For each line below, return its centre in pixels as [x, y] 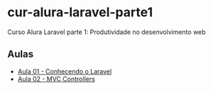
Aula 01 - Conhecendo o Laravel [65, 71]
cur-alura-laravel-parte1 [80, 12]
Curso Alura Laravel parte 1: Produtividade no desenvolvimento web [106, 32]
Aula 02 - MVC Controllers [56, 79]
